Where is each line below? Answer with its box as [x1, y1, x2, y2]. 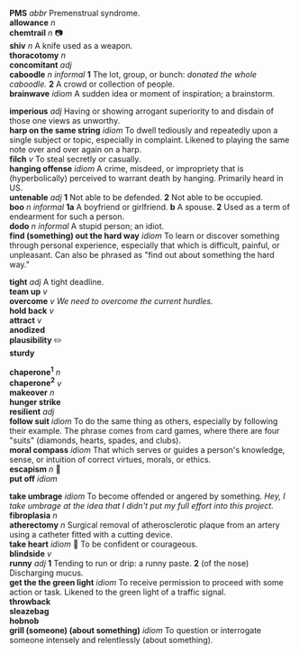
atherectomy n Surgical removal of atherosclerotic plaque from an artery [9, 520, 281, 530]
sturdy [9, 347, 35, 358]
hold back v [9, 306, 54, 316]
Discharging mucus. [9, 567, 84, 578]
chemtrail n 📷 [9, 27, 63, 38]
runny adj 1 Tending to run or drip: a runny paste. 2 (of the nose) [9, 558, 249, 569]
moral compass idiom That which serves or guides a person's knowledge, [9, 445, 285, 456]
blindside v [9, 548, 52, 559]
